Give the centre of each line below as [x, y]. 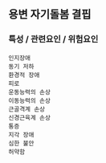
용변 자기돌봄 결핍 [50, 14]
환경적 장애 [24, 75]
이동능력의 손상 [29, 100]
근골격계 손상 [27, 109]
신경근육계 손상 [29, 118]
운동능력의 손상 [29, 92]
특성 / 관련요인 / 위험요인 [53, 39]
